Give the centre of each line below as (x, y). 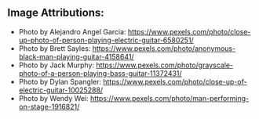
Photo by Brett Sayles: (55, 48)
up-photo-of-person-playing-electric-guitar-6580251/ (106, 40)
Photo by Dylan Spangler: (60, 81)
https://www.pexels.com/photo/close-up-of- (175, 81)
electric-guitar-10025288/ (61, 90)
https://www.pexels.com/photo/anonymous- (164, 48)
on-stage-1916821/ (49, 106)
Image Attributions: (56, 13)
